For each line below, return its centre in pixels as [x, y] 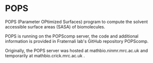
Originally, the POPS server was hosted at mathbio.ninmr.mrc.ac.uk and [76, 50]
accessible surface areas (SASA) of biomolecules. [55, 26]
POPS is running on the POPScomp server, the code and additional [72, 36]
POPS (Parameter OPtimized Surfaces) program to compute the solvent [76, 22]
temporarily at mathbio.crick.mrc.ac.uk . [45, 55]
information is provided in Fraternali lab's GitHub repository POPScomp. [77, 41]
